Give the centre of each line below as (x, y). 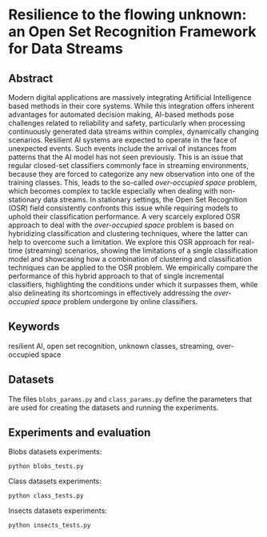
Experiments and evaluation (80, 433)
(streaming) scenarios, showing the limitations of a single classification (141, 250)
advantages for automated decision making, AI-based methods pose (121, 114)
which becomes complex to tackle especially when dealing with (113, 191)
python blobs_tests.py (46, 467)
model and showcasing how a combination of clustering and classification (130, 259)
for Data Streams (66, 49)
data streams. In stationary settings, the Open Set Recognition (145, 199)
